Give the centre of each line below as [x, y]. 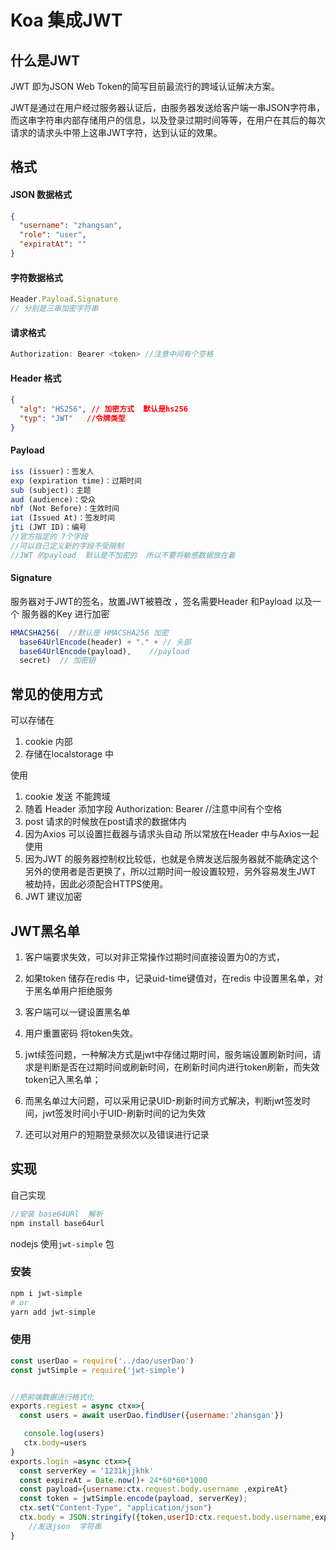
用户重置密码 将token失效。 [81, 1033]
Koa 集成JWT [66, 20]
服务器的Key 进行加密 [65, 613]
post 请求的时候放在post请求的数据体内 [105, 822]
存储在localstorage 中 [69, 754]
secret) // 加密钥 [57, 661]
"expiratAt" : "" [53, 244]
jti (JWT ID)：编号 [48, 527]
